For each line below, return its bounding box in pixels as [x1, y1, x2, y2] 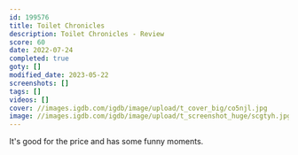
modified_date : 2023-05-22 [9, 71, 109, 80]
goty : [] [9, 63, 42, 72]
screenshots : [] [9, 79, 69, 88]
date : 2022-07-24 [9, 46, 74, 55]
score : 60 [9, 37, 46, 47]
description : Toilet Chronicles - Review [9, 29, 165, 38]
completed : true [9, 54, 69, 63]
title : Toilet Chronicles [9, 21, 105, 30]
